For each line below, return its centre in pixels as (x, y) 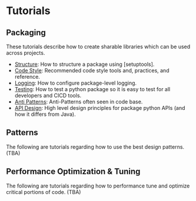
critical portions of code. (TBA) (44, 192)
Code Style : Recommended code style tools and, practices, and (92, 71)
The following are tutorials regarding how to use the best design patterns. (95, 147)
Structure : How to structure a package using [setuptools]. (84, 64)
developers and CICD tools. (48, 96)
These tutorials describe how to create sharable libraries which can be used (98, 46)
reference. (27, 77)
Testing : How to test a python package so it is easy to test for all (92, 89)
